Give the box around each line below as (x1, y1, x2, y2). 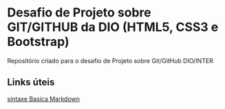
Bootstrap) (7, 34, 69, 49)
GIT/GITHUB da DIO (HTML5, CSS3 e (7, 19, 219, 35)
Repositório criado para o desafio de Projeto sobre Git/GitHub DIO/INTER (7, 56, 213, 64)
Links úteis (7, 77, 55, 88)
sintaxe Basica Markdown (7, 95, 81, 103)
